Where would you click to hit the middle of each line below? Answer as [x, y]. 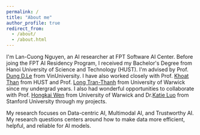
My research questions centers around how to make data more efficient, [95, 119]
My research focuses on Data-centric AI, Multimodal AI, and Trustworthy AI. [100, 113]
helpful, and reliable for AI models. [49, 126]
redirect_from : [25, 28]
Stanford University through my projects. [56, 101]
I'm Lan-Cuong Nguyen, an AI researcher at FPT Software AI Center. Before [100, 57]
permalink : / [23, 12]
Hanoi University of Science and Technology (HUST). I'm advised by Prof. [97, 69]
